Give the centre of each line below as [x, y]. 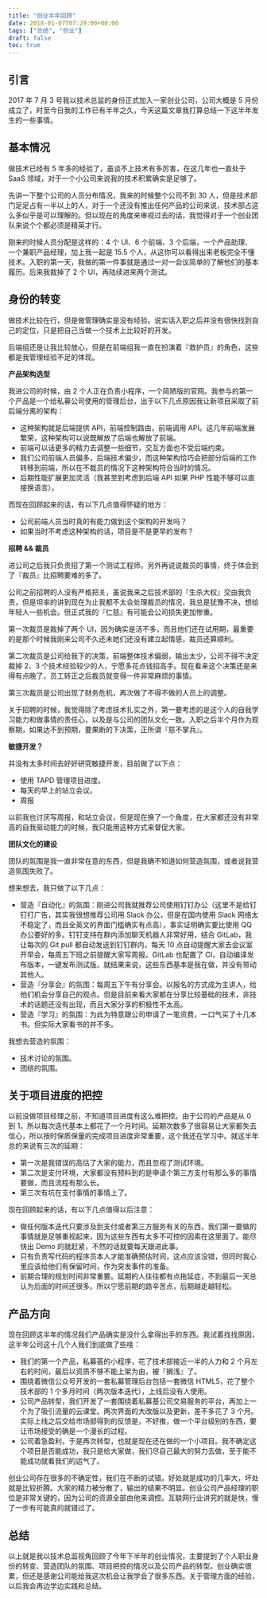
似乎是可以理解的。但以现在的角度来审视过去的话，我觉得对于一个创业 [137, 215]
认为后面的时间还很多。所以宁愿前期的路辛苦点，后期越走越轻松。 [128, 1287]
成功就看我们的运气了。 [65, 1461]
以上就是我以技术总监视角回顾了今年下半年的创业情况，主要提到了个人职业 [130, 1556]
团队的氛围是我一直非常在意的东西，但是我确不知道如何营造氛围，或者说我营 [133, 860]
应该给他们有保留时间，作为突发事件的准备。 [100, 1267]
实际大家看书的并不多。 [79, 1024]
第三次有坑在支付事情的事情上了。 [75, 1193]
